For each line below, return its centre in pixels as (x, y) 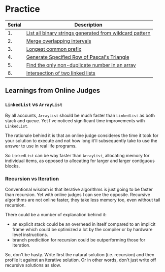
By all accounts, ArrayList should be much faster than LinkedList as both (80, 115)
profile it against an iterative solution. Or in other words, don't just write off (81, 260)
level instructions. (30, 235)
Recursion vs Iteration (32, 178)
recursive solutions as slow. (33, 265)
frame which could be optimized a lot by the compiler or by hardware (82, 229)
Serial (15, 25)
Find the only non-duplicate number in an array (81, 65)
